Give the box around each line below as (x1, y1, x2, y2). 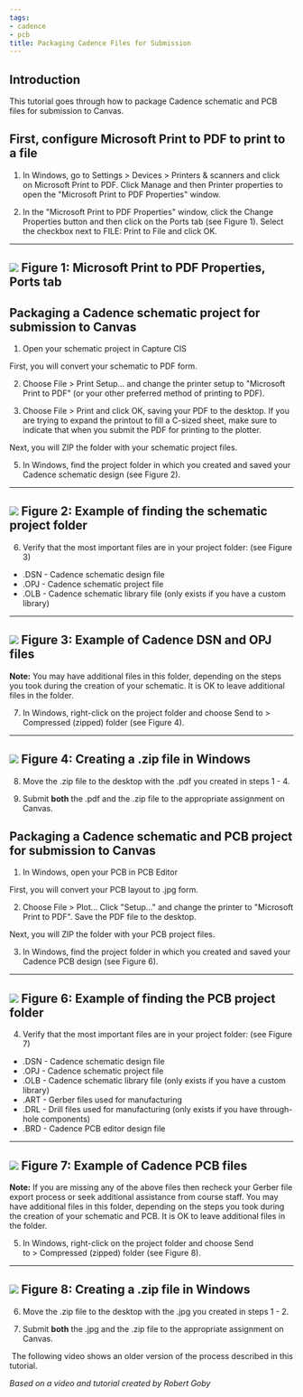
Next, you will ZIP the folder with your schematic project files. (9, 442, 238, 453)
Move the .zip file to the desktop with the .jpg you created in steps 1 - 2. (22, 1306, 289, 1317)
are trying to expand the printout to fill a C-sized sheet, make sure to (22, 415, 278, 426)
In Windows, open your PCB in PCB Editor (22, 867, 179, 877)
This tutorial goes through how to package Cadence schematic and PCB (9, 96, 278, 107)
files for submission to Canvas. (9, 106, 124, 117)
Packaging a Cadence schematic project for (9, 305, 261, 321)
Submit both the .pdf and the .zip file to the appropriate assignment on (22, 792, 286, 804)
